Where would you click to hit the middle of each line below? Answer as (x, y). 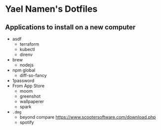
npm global (24, 70)
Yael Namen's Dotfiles (51, 9)
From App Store (28, 86)
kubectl (27, 49)
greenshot (30, 96)
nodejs (26, 65)
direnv (26, 54)
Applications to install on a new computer (70, 27)
